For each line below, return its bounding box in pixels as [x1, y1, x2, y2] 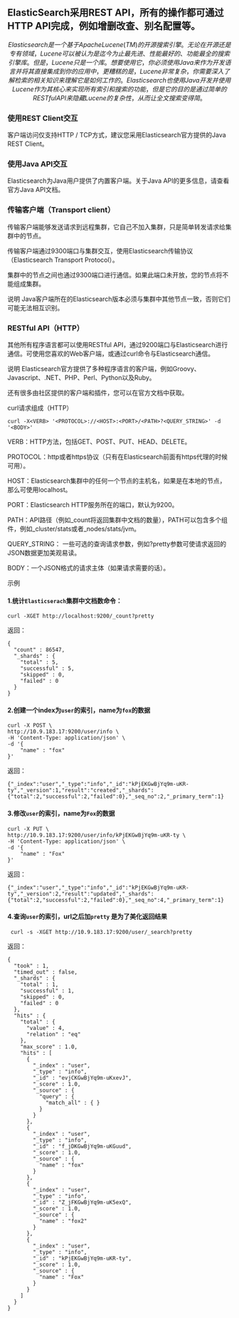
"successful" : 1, [20, 987, 75, 994]
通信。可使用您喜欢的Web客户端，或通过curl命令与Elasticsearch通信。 [7, 349, 215, 358]
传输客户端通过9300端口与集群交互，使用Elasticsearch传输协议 [7, 246, 193, 255]
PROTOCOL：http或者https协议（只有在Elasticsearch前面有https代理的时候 [7, 452, 228, 461]
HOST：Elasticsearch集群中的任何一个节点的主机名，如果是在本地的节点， [7, 477, 226, 485]
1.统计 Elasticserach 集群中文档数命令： [7, 596, 122, 605]
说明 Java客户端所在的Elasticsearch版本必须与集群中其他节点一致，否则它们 [7, 294, 231, 303]
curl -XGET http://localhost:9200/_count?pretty [7, 612, 154, 620]
